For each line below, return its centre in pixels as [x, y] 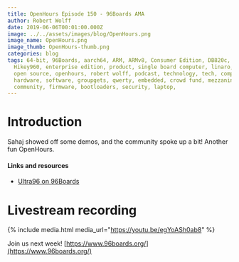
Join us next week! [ [37, 243]
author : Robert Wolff [39, 21]
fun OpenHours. [31, 150]
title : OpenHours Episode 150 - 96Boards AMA [76, 14]
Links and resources [38, 165]
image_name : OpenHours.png [47, 41]
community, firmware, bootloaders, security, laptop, [95, 87]
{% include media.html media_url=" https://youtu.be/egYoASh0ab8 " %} [111, 230]
